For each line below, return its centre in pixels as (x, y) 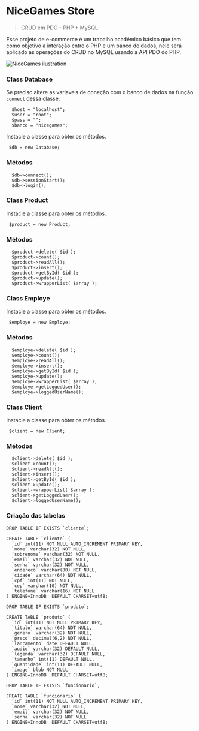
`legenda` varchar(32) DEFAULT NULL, (59, 654)
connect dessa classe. (33, 99)
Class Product (27, 200)
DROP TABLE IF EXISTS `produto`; (48, 607)
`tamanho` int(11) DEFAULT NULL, (53, 659)
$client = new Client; (37, 431)
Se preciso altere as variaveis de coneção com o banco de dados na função (100, 92)
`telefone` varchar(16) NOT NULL (53, 591)
